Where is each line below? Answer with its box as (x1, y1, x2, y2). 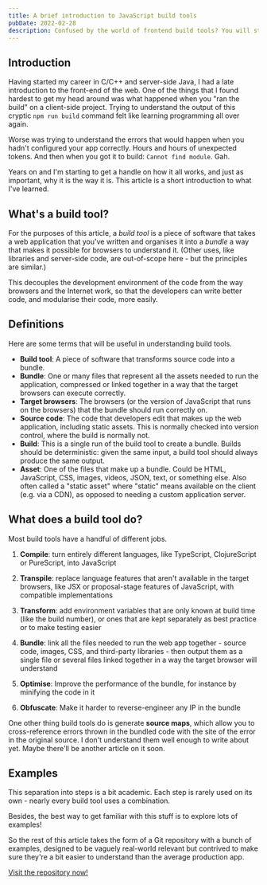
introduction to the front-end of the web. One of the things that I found (8, 85, 238, 96)
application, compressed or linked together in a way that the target (19, 379, 238, 389)
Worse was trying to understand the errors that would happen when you (8, 135, 245, 144)
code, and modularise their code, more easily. (8, 295, 158, 303)
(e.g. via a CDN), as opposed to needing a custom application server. (19, 489, 246, 499)
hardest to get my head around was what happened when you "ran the (8, 94, 240, 104)
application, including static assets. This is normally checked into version (19, 421, 259, 431)
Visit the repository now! (8, 867, 89, 877)
